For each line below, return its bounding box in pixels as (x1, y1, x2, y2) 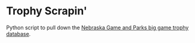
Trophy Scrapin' (6, 4, 88, 18)
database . (6, 30, 31, 37)
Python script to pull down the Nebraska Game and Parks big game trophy (6, 24, 189, 31)
